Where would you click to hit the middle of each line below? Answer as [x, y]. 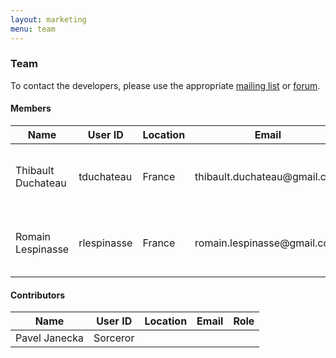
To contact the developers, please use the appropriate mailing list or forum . [165, 85]
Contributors [38, 295]
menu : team [33, 29]
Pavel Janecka [49, 338]
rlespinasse [105, 243]
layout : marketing [48, 19]
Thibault [35, 170]
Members [31, 108]
